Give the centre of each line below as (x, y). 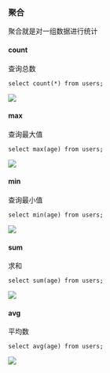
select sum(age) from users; (56, 281)
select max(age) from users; (56, 149)
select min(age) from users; (56, 215)
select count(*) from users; (56, 83)
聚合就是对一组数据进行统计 (53, 31)
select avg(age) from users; (56, 347)
